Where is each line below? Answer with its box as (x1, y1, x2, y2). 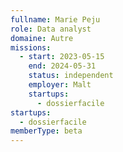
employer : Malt (28, 80, 92, 90)
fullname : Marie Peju (10, 14, 101, 25)
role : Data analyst (10, 24, 92, 34)
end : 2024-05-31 (28, 61, 97, 71)
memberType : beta (10, 126, 83, 136)
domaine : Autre (10, 33, 74, 43)
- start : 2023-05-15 (19, 52, 105, 62)
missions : (10, 42, 52, 53)
